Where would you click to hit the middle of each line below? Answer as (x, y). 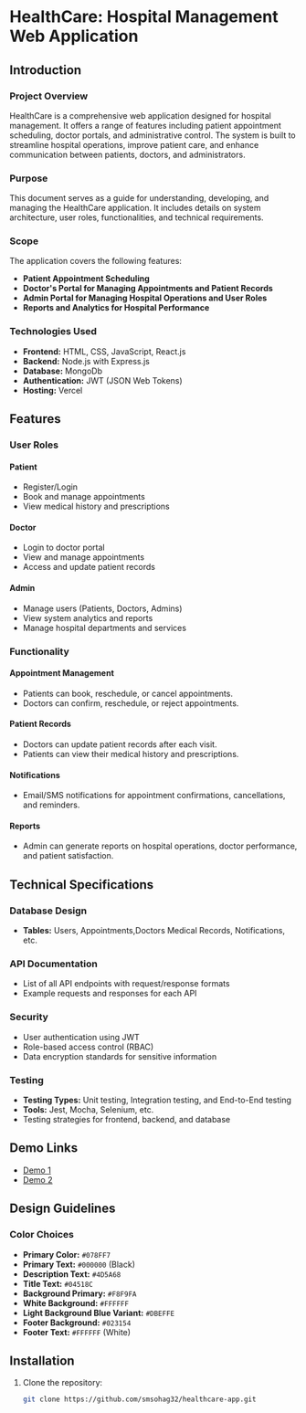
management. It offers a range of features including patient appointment (145, 125)
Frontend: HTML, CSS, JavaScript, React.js (104, 351)
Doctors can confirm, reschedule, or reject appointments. (131, 703)
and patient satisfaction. (68, 856)
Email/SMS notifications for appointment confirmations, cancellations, (154, 796)
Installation (42, 1360)
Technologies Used (53, 332)
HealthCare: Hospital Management (144, 17)
